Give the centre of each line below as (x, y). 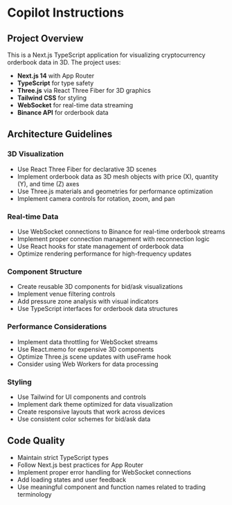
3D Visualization (36, 154)
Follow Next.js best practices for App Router (80, 465)
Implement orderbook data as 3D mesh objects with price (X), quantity (118, 176)
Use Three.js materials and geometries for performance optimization (115, 191)
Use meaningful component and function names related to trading (111, 487)
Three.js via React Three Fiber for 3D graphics (84, 90)
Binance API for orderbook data (63, 113)
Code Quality (36, 441)
